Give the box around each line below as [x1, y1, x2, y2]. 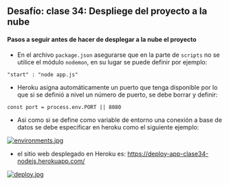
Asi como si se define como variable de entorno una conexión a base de [17, 116, 222, 124]
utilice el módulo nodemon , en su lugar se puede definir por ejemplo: [17, 58, 208, 66]
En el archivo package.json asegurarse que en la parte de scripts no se [17, 51, 220, 59]
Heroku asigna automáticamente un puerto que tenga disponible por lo [17, 83, 218, 91]
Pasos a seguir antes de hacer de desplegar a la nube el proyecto [7, 35, 197, 43]
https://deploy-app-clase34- [127, 149, 209, 158]
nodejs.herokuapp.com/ [17, 157, 85, 165]
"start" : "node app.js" [7, 71, 78, 78]
